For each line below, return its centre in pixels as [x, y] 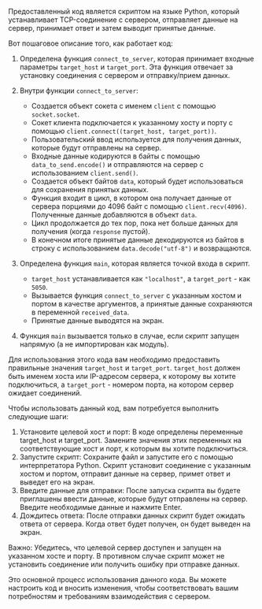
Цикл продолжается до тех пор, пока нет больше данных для [135, 223]
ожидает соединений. [45, 393]
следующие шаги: [39, 416]
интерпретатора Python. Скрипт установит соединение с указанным [135, 465]
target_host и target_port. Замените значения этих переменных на [131, 440]
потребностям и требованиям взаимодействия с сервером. [109, 596]
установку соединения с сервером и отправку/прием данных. [125, 75]
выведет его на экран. [57, 482]
